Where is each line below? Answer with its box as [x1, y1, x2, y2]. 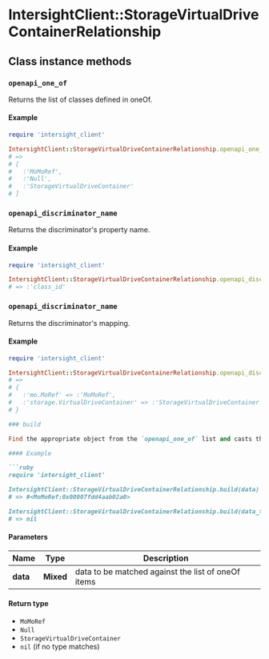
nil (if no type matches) [19, 642, 100, 652]
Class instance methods [8, 54, 132, 68]
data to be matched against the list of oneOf [74, 566, 240, 577]
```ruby [8, 464, 34, 472]
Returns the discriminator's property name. [8, 225, 151, 235]
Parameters [8, 532, 48, 542]
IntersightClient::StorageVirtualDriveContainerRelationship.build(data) [8, 486, 260, 494]
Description [143, 553, 189, 564]
